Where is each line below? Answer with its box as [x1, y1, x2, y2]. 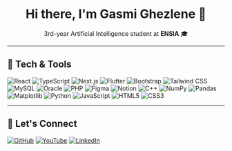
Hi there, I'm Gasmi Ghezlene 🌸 [25, 6, 207, 22]
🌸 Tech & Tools [7, 59, 72, 70]
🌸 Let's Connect [7, 118, 77, 130]
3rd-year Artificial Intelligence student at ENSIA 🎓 [43, 29, 188, 37]
